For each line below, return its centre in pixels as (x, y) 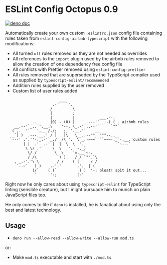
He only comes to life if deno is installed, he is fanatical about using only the (83, 204)
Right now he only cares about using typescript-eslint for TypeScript (78, 184)
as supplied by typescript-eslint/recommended (61, 80)
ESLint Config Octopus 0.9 (62, 9)
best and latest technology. (33, 210)
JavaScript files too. (26, 195)
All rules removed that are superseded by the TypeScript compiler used (86, 74)
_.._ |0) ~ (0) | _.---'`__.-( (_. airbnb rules (90, 122)
